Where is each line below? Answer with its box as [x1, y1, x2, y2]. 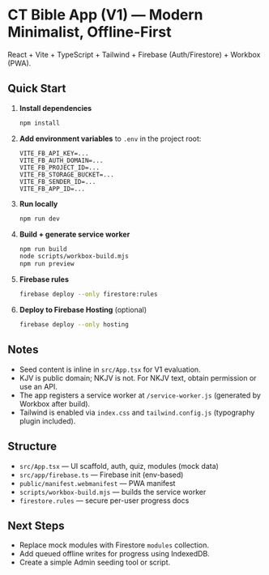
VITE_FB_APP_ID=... [19, 185, 86, 193]
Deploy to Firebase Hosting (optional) [19, 305, 147, 314]
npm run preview [19, 260, 75, 268]
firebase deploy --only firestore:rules [19, 290, 158, 299]
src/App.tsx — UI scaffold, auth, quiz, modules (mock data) [19, 461, 220, 471]
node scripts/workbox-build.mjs [19, 253, 129, 261]
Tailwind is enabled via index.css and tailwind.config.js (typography [19, 407, 255, 417]
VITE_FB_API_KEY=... [19, 149, 89, 157]
